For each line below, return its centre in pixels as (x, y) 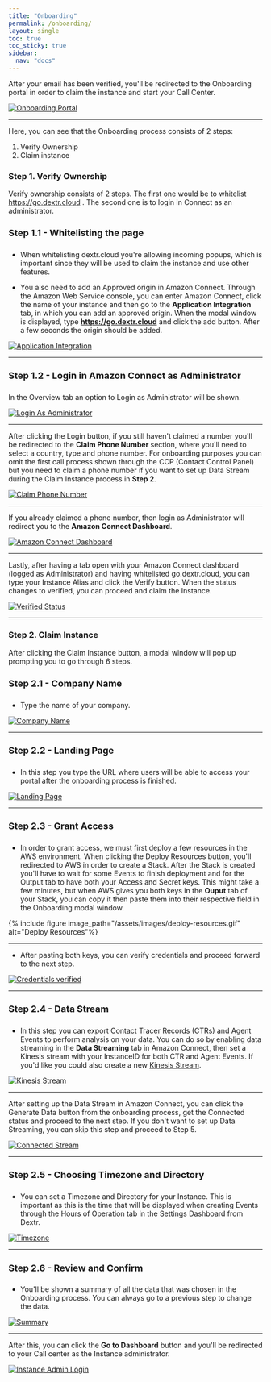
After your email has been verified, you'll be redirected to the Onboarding (130, 83)
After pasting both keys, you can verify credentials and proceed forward (140, 955)
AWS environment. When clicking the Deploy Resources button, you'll (135, 856)
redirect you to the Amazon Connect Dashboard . (90, 527)
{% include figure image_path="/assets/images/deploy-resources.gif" (125, 923)
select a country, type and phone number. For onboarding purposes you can (135, 453)
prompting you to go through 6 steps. (71, 661)
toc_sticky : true (38, 46)
